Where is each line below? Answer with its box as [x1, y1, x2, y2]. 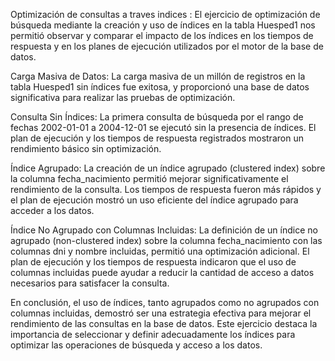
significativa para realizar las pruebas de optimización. [10, 92, 236, 103]
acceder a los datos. [10, 205, 95, 216]
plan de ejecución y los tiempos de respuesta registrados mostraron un [10, 132, 304, 144]
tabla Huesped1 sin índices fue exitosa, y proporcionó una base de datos [10, 81, 310, 93]
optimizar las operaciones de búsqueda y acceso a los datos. [10, 339, 263, 351]
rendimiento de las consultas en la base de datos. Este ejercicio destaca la [10, 318, 318, 329]
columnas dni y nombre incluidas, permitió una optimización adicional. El [10, 245, 310, 257]
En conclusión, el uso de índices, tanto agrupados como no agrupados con [10, 297, 320, 308]
